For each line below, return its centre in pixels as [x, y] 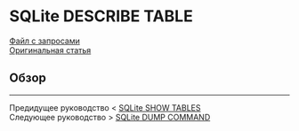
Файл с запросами [44, 41]
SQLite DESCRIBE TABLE [101, 16]
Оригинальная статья [50, 50]
